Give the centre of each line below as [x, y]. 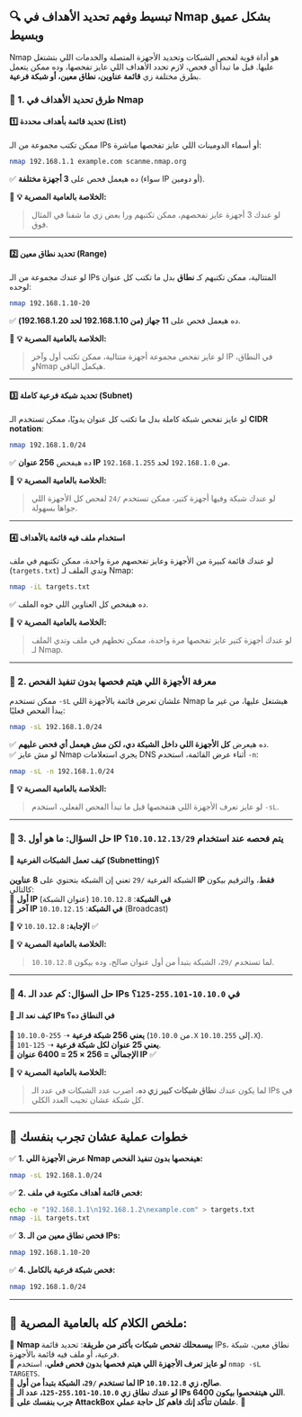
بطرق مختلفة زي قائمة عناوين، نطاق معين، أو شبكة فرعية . [106, 76]
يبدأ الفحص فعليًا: [37, 710]
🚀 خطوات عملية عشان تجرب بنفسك [99, 1137]
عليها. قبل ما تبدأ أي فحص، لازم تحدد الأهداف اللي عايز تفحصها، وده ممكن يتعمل [142, 67]
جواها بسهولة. [54, 508]
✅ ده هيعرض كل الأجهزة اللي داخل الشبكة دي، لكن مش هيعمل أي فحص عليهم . [139, 745]
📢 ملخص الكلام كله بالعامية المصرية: [98, 1323]
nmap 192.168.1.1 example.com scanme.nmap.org [98, 161]
